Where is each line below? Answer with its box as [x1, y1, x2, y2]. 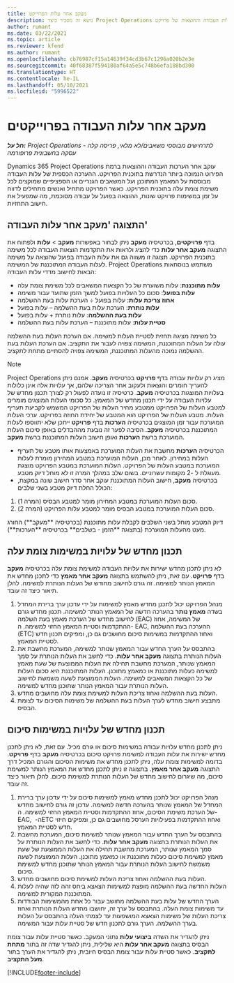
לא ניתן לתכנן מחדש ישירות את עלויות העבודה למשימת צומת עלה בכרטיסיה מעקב [7, 564, 221, 572]
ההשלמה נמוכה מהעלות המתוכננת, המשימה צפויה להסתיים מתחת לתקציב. [7, 346, 204, 354]
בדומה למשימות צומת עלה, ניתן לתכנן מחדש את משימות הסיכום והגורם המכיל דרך [7, 757, 223, 765]
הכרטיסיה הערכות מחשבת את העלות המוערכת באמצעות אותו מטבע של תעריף [17, 446, 224, 454]
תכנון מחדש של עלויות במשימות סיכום [7, 723, 165, 736]
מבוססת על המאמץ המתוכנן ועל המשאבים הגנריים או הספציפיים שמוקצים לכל [7, 177, 211, 186]
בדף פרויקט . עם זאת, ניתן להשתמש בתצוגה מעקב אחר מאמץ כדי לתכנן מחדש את [7, 571, 225, 580]
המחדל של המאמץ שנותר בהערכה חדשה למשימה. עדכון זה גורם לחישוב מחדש [17, 800, 223, 809]
